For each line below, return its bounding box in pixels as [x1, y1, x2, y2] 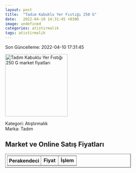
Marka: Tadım [5, 126, 33, 132]
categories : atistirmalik [5, 26, 59, 31]
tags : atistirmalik [5, 30, 46, 35]
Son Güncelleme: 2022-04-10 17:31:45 [5, 44, 84, 50]
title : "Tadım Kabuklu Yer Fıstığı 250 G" [5, 12, 97, 17]
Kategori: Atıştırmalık [5, 121, 48, 126]
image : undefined [5, 21, 41, 26]
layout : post [5, 7, 32, 12]
